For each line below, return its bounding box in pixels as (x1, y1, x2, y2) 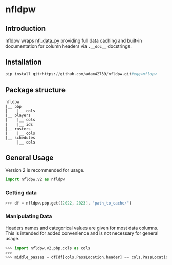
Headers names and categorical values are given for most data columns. (5, 225, 159, 231)
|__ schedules (5, 135, 36, 140)
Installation (5, 58, 42, 67)
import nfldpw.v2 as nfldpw (5, 177, 66, 182)
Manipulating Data (5, 213, 52, 220)
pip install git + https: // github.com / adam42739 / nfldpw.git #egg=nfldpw (5, 71, 157, 76)
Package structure (5, 86, 66, 94)
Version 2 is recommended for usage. (5, 167, 85, 173)
